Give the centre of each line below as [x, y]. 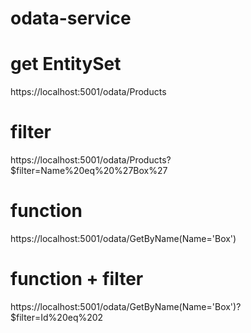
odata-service [71, 18]
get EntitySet [66, 64]
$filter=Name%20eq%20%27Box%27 [89, 171]
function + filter [77, 279]
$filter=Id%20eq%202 [57, 317]
